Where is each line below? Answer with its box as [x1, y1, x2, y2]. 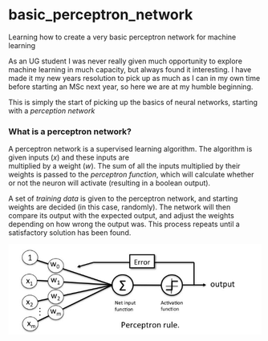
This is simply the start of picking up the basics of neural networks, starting [8, 97, 258, 107]
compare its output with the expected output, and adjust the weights [8, 211, 234, 221]
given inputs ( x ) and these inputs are [8, 152, 130, 162]
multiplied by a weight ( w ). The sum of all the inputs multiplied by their [8, 161, 241, 171]
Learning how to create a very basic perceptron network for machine [8, 32, 237, 42]
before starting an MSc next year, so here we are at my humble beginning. [8, 82, 254, 91]
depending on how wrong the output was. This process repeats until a [8, 219, 241, 229]
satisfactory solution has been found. [8, 228, 132, 237]
